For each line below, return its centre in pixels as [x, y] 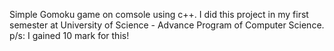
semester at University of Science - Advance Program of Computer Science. [167, 25]
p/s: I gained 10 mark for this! [69, 35]
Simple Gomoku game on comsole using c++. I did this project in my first [159, 14]
